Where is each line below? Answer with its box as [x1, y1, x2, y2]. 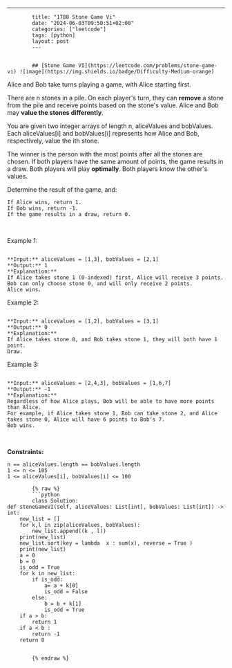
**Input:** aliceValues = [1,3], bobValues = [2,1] [7, 256, 159, 263]
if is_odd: [32, 576, 64, 583]
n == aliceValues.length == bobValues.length [7, 461, 140, 468]
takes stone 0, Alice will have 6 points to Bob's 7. [7, 416, 166, 423]
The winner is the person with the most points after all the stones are [7, 150, 203, 158]
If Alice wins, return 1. [7, 199, 81, 206]
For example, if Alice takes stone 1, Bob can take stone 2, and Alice [7, 410, 217, 417]
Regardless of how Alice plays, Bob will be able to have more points [7, 398, 215, 405]
